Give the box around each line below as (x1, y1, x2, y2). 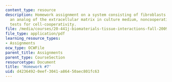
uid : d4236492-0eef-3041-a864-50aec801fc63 (5, 69, 100, 74)
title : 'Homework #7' (5, 64, 52, 69)
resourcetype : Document (5, 60, 56, 65)
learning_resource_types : (5, 36, 60, 41)
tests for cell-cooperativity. (10, 21, 77, 27)
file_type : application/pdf (5, 31, 66, 36)
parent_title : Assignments (5, 50, 63, 55)
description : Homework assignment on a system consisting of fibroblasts (5, 12, 166, 17)
